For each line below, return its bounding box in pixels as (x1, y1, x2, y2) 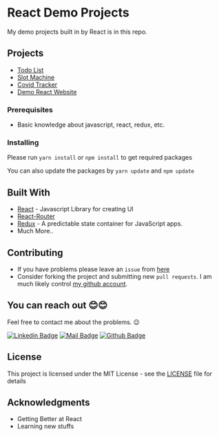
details (7, 376, 26, 385)
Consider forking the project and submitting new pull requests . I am (17, 272, 212, 280)
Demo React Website (17, 87, 77, 96)
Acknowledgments (7, 396, 91, 408)
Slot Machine (17, 73, 55, 81)
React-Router (17, 212, 55, 221)
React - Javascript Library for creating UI (17, 205, 134, 213)
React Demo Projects (7, 5, 129, 21)
